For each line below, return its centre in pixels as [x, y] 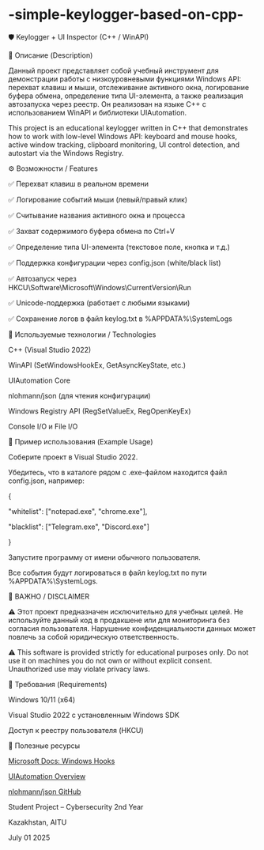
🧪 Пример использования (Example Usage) [81, 441]
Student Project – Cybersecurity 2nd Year [76, 807]
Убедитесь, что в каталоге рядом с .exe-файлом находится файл [118, 472]
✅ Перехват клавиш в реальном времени [78, 183]
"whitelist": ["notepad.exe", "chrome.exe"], [78, 511]
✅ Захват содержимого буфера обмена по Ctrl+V [92, 231]
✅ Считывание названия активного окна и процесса [97, 215]
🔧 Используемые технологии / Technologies [82, 334]
